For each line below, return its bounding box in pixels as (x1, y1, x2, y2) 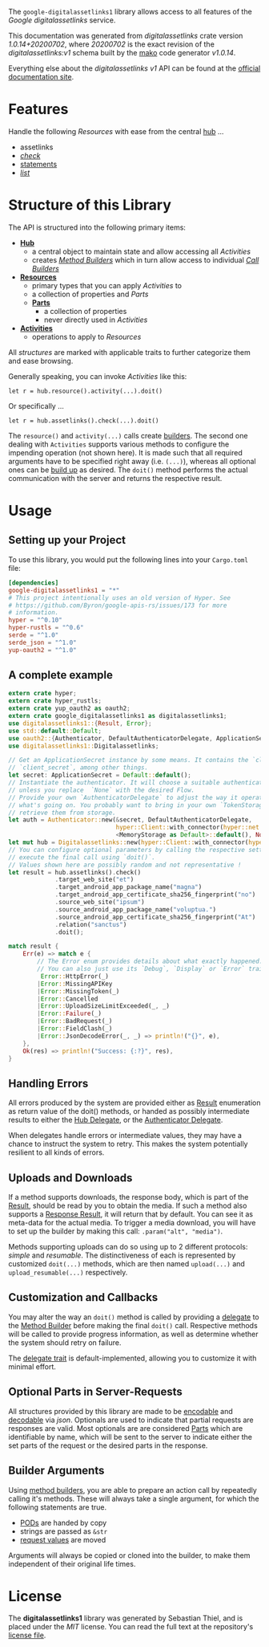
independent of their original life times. (8, 1559, 136, 1568)
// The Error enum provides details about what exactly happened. (37, 957, 263, 966)
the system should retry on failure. (8, 1337, 122, 1347)
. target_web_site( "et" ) (54, 875, 134, 884)
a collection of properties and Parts (31, 289, 149, 299)
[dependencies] (8, 578, 59, 587)
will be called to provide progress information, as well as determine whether (8, 1329, 259, 1339)
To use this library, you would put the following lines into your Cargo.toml (8, 554, 248, 565)
